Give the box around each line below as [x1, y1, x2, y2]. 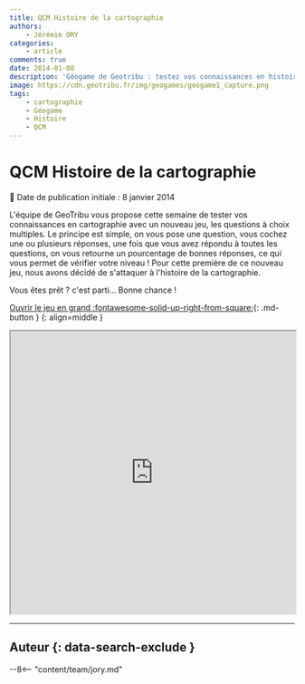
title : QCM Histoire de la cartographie [9, 13, 165, 23]
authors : [9, 22, 43, 31]
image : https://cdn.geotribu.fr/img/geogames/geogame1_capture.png [9, 81, 270, 90]
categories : [9, 38, 54, 48]
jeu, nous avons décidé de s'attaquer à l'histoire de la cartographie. [9, 266, 261, 277]
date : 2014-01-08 [9, 64, 75, 73]
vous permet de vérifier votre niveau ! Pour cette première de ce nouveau [9, 257, 283, 268]
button [9, 312, 34, 323]
